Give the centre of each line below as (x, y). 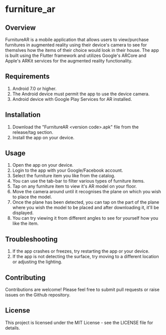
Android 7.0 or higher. (34, 88)
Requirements (27, 77)
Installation (23, 115)
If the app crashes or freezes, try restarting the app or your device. (81, 251)
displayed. (23, 213)
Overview (21, 28)
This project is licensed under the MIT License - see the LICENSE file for (79, 323)
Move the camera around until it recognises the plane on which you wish (87, 192)
